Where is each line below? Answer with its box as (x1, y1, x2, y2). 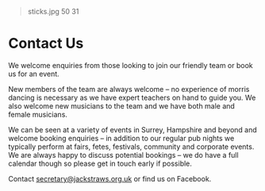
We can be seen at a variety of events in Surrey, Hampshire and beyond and (8, 124, 258, 134)
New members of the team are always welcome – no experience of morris (8, 84, 250, 94)
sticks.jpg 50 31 (27, 7, 79, 16)
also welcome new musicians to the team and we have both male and (8, 101, 236, 110)
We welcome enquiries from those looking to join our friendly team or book (8, 60, 254, 70)
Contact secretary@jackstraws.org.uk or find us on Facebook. (8, 174, 212, 183)
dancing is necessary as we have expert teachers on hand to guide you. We (8, 93, 256, 102)
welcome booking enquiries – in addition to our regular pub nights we (8, 133, 235, 143)
